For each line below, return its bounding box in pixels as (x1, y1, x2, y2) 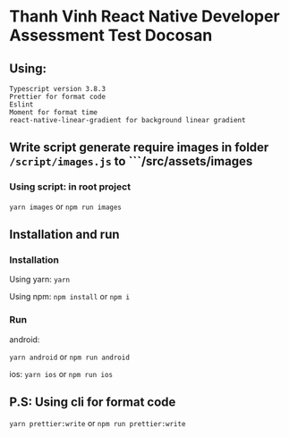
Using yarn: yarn (9, 274, 71, 285)
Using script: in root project (9, 181, 132, 193)
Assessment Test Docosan (9, 25, 213, 46)
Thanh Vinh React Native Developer (9, 6, 280, 27)
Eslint (9, 100, 34, 109)
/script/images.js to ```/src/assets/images (9, 154, 253, 169)
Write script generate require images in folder (9, 140, 269, 155)
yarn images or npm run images (9, 201, 123, 212)
